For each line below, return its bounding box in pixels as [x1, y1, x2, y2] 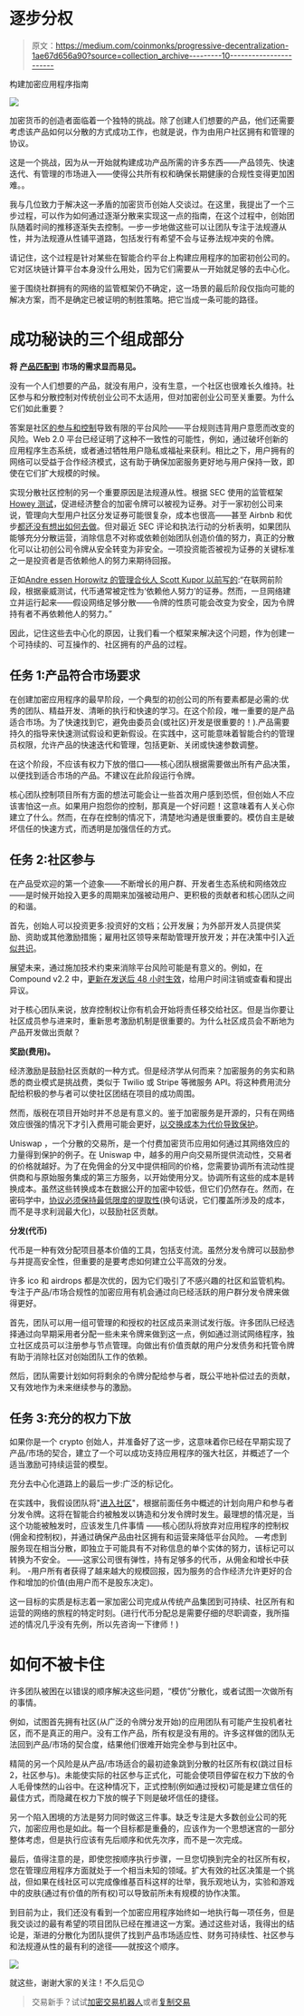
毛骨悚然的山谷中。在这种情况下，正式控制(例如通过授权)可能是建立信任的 [16, 1781, 293, 1792]
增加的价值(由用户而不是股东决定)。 [24, 1577, 158, 1588]
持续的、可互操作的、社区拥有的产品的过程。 [24, 639, 192, 650]
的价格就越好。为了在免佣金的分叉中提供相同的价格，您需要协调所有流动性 [9, 1160, 287, 1171]
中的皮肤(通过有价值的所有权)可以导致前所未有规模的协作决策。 [9, 1888, 246, 1899]
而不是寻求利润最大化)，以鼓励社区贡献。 [9, 1206, 164, 1217]
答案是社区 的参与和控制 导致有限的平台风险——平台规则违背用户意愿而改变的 [9, 422, 295, 433]
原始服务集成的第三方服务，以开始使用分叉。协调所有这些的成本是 [40, 1171, 287, 1182]
